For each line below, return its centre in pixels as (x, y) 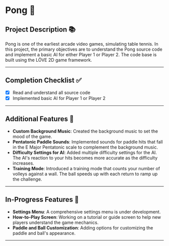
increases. (23, 163)
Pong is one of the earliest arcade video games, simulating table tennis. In (82, 44)
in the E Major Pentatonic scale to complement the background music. (85, 147)
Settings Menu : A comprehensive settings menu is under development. (87, 212)
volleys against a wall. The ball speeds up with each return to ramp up (85, 174)
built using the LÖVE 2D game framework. (49, 60)
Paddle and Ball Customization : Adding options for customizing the (83, 227)
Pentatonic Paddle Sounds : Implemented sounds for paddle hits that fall (88, 142)
